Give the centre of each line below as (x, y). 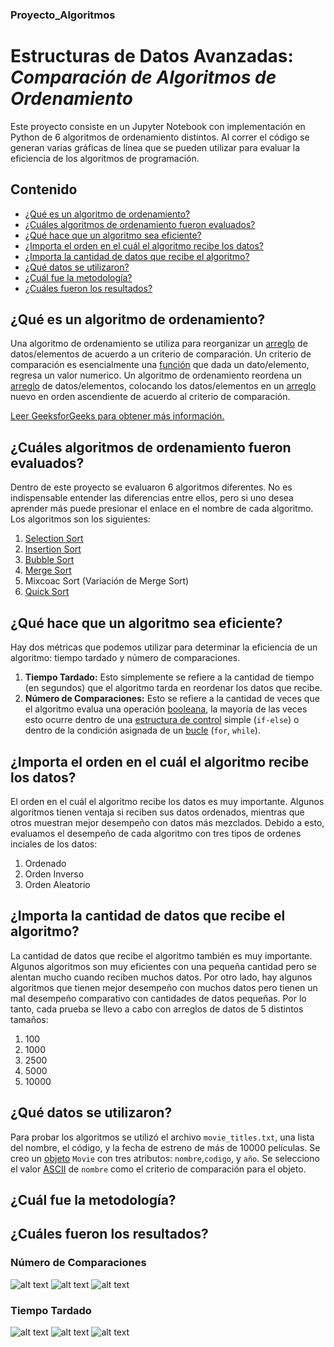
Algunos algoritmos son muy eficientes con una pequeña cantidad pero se (163, 966)
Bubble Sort (49, 560)
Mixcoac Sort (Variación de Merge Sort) (107, 581)
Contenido (44, 189)
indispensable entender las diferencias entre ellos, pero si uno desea (152, 498)
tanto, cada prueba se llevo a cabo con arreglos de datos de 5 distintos (157, 1009)
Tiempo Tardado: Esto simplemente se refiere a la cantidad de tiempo (169, 677)
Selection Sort (54, 539)
